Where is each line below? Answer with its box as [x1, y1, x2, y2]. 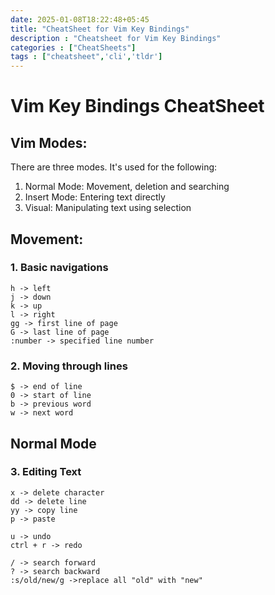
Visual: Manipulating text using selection [24, 202, 192, 214]
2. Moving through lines [10, 359, 128, 373]
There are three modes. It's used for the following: [10, 161, 218, 173]
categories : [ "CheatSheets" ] [10, 42, 137, 53]
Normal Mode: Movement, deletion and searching [24, 181, 230, 193]
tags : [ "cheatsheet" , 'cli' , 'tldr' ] [10, 52, 163, 62]
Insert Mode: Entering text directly [24, 191, 166, 203]
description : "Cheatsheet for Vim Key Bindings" [10, 33, 222, 43]
